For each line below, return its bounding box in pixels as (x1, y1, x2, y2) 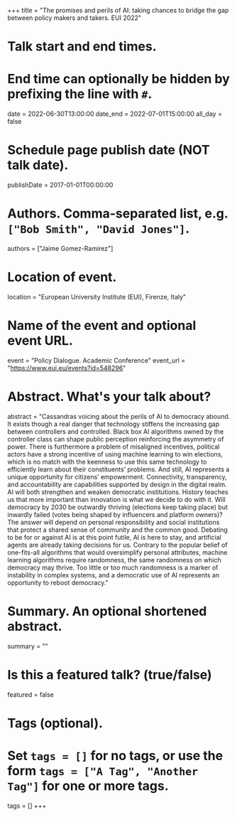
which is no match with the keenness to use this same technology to (7, 457, 207, 466)
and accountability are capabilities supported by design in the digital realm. (7, 480, 227, 488)
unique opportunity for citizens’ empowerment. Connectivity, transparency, (7, 472, 227, 481)
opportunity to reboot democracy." (7, 578, 109, 587)
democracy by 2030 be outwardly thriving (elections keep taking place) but (7, 503, 228, 511)
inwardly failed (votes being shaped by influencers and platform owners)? (7, 510, 224, 518)
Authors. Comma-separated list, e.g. (7, 205, 228, 222)
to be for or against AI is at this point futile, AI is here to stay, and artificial (7, 533, 221, 541)
